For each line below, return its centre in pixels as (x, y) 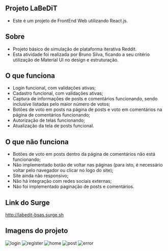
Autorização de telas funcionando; (49, 120)
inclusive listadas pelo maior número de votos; (61, 104)
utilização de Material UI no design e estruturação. (65, 60)
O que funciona (30, 76)
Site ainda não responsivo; (40, 176)
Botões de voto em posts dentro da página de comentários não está (84, 154)
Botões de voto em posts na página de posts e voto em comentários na (87, 109)
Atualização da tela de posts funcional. (53, 126)
